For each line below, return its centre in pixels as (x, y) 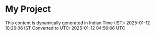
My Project (28, 9)
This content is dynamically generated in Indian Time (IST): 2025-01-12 (77, 23)
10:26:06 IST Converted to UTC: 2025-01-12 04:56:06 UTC (65, 28)
